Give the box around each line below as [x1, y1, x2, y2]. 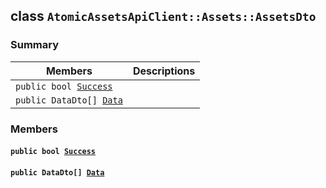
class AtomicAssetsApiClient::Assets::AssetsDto [10, 8, 317, 25]
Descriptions [132, 64, 196, 78]
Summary [10, 38, 60, 52]
